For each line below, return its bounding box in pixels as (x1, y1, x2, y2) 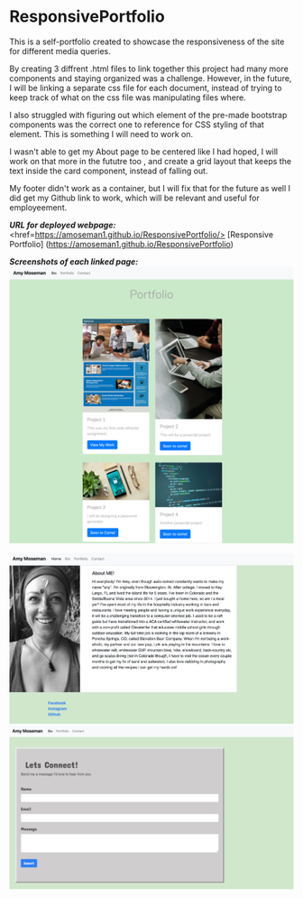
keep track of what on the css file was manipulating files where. (9, 92, 246, 103)
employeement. (9, 201, 68, 213)
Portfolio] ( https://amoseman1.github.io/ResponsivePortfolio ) (9, 238, 234, 249)
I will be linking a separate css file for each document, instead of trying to (9, 82, 282, 93)
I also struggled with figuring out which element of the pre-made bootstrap (9, 109, 288, 120)
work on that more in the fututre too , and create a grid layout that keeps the (9, 155, 291, 166)
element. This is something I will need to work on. (9, 128, 194, 139)
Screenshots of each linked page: (9, 255, 139, 267)
